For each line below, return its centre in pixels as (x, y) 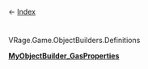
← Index (22, 12)
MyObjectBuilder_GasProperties (64, 56)
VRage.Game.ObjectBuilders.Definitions (74, 41)
